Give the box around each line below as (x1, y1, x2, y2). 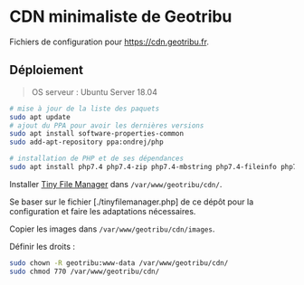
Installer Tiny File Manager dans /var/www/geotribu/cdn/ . (9, 178, 223, 189)
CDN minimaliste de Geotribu (9, 6, 233, 27)
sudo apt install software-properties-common (9, 129, 184, 138)
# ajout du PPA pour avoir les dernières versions (9, 120, 204, 130)
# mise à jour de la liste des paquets (9, 104, 160, 113)
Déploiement (9, 62, 84, 78)
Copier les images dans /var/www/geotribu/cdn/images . (9, 223, 215, 234)
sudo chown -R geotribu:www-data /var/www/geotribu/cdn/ (9, 258, 229, 268)
